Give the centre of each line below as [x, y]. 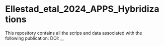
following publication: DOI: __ [35, 38]
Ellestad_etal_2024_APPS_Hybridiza [82, 9]
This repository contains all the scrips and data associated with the [74, 33]
